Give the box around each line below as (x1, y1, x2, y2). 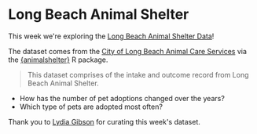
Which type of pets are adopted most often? (19, 102, 163, 111)
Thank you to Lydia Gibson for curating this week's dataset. (8, 117, 200, 126)
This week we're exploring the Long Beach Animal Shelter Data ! (8, 31, 215, 41)
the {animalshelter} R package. (8, 55, 108, 64)
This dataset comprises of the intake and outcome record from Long (27, 70, 249, 79)
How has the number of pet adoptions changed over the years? (19, 93, 226, 103)
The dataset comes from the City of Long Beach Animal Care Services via (8, 46, 248, 56)
